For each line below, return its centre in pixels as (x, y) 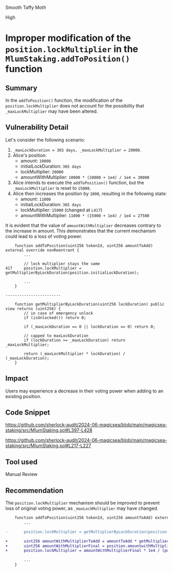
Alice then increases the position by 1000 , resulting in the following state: (90, 193)
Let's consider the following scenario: (45, 140)
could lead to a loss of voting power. (44, 236)
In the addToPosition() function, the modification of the (64, 100)
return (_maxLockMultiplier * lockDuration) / (75, 354)
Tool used (21, 462)
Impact (17, 378)
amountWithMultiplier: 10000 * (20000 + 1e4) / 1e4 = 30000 (85, 177)
